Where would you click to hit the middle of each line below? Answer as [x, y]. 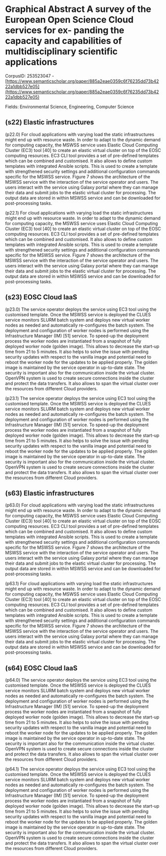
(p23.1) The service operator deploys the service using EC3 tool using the [80, 398]
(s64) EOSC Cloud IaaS [41, 668]
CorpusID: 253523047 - [30, 76]
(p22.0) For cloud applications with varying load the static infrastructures [80, 134]
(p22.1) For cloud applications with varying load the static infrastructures [79, 213]
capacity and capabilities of [64, 41]
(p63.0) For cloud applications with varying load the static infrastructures [80, 505]
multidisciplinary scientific [61, 52]
